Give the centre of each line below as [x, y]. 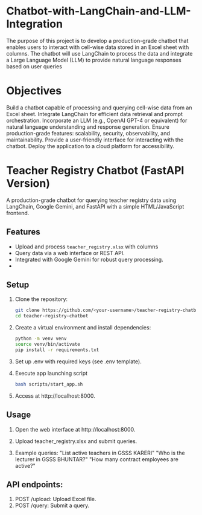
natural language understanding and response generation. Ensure [88, 127]
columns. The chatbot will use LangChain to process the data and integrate [99, 53]
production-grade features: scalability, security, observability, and [88, 133]
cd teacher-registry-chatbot [52, 316]
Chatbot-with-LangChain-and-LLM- [99, 11]
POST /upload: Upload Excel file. [55, 499]
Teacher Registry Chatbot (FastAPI [95, 171]
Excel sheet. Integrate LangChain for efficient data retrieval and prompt [94, 114]
